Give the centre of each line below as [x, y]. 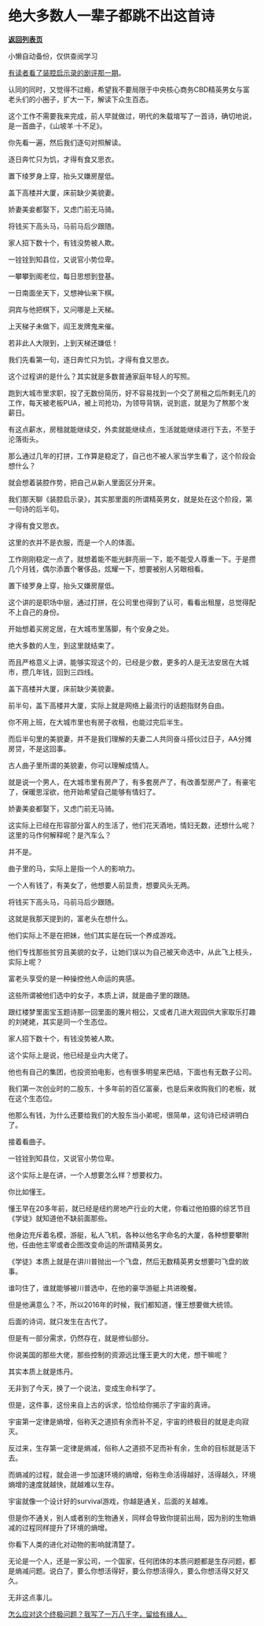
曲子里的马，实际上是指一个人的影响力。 [73, 868]
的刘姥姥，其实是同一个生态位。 [60, 1022]
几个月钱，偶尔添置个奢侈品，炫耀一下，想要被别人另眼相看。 [108, 569]
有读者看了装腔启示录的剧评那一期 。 [67, 72]
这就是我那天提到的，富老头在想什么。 [70, 918]
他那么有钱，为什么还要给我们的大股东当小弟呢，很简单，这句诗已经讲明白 [128, 1115]
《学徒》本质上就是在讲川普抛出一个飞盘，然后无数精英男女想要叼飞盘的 [125, 1261]
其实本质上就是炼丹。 [42, 1371]
